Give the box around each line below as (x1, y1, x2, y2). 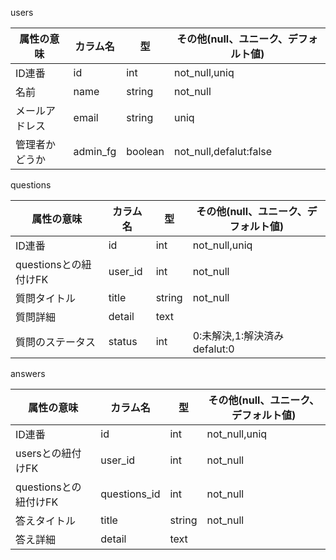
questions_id (100, 487, 161, 501)
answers (10, 368, 46, 379)
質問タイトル (15, 292, 77, 305)
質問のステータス (15, 335, 97, 349)
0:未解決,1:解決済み (192, 329, 285, 342)
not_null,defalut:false (174, 145, 273, 158)
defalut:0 (192, 342, 235, 356)
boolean (126, 145, 165, 158)
